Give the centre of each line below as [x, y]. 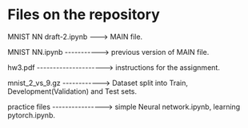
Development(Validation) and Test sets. [72, 91]
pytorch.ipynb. [31, 115]
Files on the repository [84, 15]
